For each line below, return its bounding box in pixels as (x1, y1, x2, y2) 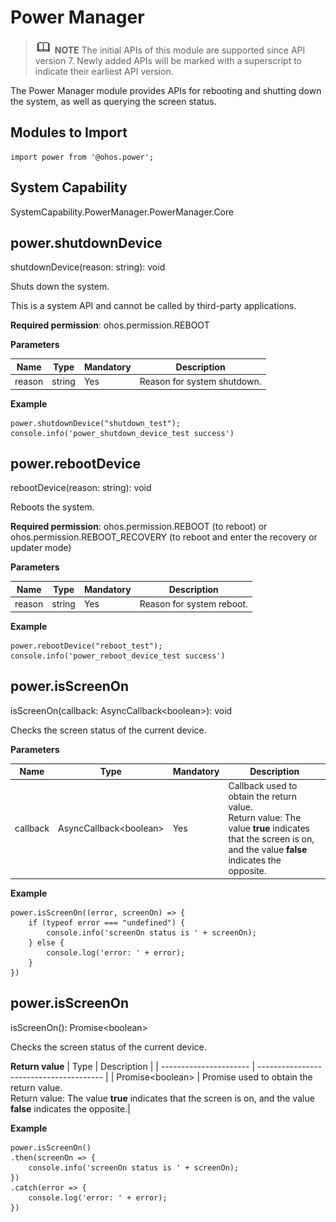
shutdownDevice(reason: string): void (10, 261, 166, 273)
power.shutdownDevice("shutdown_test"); (10, 418, 182, 428)
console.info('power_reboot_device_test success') (10, 651, 226, 661)
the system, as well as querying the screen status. (10, 95, 217, 107)
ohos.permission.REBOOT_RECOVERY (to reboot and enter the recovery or (10, 531, 318, 543)
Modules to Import (10, 124, 128, 141)
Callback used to (228, 780, 298, 792)
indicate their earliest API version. (34, 65, 174, 77)
